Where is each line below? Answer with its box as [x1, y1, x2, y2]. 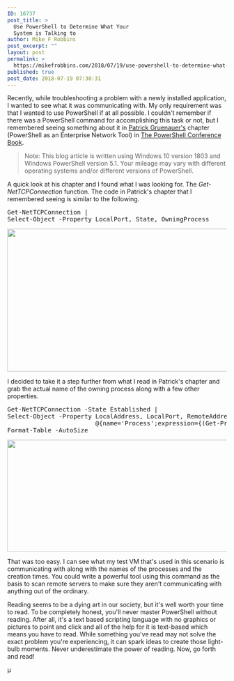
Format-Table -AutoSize [7, 426, 88, 435]
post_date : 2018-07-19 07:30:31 [7, 75, 101, 82]
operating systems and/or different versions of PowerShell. [24, 166, 194, 175]
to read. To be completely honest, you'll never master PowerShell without [7, 608, 217, 616]
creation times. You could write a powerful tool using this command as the [7, 572, 220, 581]
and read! [7, 652, 35, 661]
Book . [7, 139, 24, 147]
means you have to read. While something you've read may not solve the [7, 630, 217, 639]
